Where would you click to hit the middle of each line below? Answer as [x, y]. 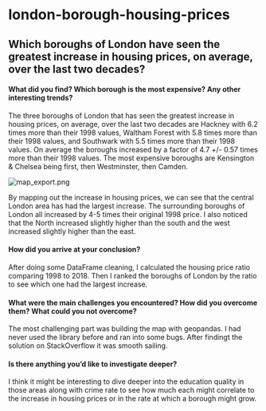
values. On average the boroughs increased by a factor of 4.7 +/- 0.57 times [133, 149]
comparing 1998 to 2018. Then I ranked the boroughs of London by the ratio [133, 275]
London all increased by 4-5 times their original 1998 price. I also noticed [128, 214]
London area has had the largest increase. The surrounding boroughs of [127, 206]
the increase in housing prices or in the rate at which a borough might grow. [133, 399]
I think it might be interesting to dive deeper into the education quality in [126, 381]
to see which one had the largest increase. [78, 284]
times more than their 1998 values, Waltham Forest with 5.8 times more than [133, 132]
